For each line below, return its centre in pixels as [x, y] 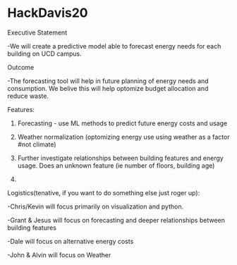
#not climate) [37, 144]
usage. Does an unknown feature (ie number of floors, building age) [116, 165]
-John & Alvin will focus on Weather [59, 254]
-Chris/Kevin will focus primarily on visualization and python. [96, 207]
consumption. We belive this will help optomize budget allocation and [108, 88]
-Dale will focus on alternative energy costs [71, 241]
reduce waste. [28, 96]
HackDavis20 [48, 13]
